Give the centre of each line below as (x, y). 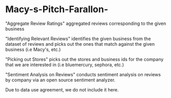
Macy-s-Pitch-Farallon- (57, 9)
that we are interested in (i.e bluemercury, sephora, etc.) (65, 64)
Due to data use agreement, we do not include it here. (62, 89)
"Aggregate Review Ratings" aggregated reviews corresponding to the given (86, 23)
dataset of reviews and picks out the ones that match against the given (80, 44)
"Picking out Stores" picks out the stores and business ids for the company (84, 59)
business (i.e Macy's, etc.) (33, 49)
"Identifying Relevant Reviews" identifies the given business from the (78, 39)
